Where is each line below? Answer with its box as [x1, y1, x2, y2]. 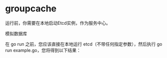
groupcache [5, 3, 57, 14]
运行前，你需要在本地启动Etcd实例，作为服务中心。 [5, 20, 111, 26]
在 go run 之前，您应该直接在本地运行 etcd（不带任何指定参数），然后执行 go [5, 41, 163, 47]
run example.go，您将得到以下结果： [5, 47, 81, 53]
